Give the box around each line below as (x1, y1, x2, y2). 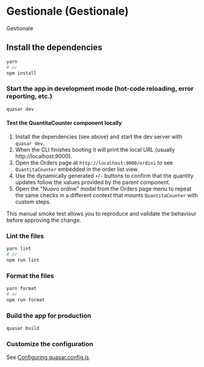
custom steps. (15, 198, 51, 205)
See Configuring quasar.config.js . (6, 354, 91, 361)
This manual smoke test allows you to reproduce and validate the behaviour (6, 210, 197, 217)
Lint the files (6, 232, 44, 240)
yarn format (6, 285, 37, 292)
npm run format (6, 297, 45, 303)
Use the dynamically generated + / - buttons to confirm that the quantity (15, 172, 194, 179)
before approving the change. (6, 216, 81, 224)
